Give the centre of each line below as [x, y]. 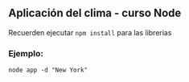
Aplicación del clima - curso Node [95, 13]
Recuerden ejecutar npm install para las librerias [90, 32]
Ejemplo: [26, 53]
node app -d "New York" [48, 70]
